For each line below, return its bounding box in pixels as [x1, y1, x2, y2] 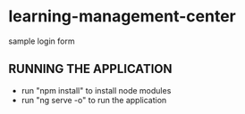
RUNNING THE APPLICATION [8, 61, 173, 77]
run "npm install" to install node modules [21, 85, 172, 95]
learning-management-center [8, 6, 236, 27]
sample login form [8, 36, 75, 46]
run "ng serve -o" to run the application [21, 94, 167, 105]
